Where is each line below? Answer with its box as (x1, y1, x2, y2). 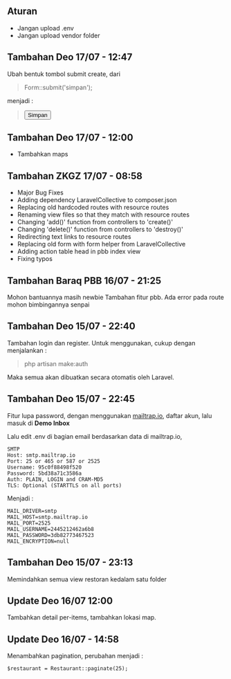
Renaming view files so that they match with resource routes (17, 210, 190, 219)
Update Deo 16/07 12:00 (7, 595, 113, 606)
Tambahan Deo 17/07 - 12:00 (7, 132, 133, 144)
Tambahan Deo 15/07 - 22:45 (7, 393, 136, 405)
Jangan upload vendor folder (17, 31, 100, 39)
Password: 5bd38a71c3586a (7, 470, 82, 477)
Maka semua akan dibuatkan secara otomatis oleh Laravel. (7, 373, 174, 381)
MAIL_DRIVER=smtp (7, 507, 57, 514)
